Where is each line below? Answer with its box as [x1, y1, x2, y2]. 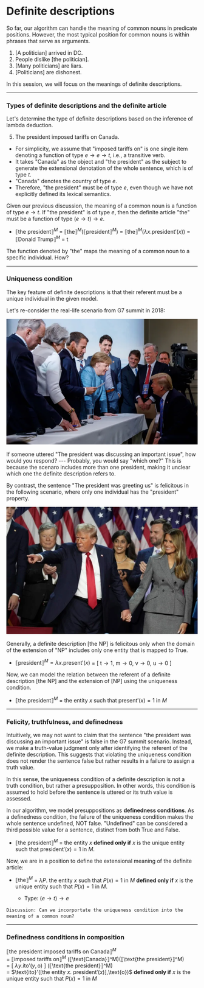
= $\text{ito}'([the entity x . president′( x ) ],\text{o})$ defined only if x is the [6, 969, 191, 976]
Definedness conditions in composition [6, 933, 124, 942]
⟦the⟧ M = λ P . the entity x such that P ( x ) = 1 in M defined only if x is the [15, 875, 193, 884]
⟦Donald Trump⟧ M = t [15, 234, 69, 243]
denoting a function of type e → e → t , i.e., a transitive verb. [15, 152, 166, 159]
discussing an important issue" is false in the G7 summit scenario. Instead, [6, 738, 192, 745]
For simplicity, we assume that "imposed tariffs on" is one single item [15, 145, 188, 153]
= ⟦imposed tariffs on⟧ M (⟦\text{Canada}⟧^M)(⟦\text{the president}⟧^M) [6, 955, 185, 963]
